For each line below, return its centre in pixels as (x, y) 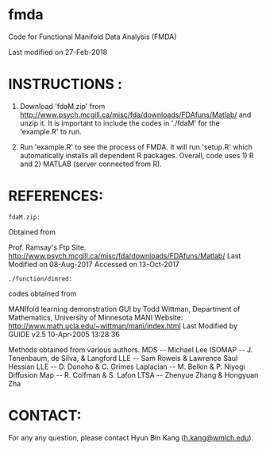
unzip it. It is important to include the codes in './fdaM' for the (120, 123)
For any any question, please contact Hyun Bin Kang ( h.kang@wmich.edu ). (131, 437)
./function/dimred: (40, 279)
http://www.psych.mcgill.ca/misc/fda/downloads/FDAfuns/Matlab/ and (135, 114)
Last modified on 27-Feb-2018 (58, 52)
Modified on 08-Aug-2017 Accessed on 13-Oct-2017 (94, 264)
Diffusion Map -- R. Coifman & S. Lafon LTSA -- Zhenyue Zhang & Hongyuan (133, 374)
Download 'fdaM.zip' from (62, 106)
